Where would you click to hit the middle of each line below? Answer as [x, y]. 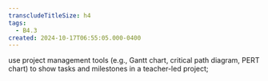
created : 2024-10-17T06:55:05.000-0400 [75, 38]
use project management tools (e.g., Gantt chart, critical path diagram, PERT [134, 60]
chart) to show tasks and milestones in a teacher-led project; [108, 69]
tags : [17, 23]
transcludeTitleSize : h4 [50, 15]
